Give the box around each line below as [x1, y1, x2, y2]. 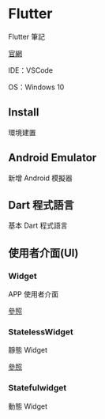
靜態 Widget [8, 345, 48, 355]
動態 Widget [8, 401, 48, 411]
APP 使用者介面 [8, 289, 59, 299]
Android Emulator [8, 151, 97, 164]
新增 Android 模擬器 [8, 173, 73, 183]
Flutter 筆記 [8, 32, 46, 41]
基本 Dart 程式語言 [8, 221, 68, 230]
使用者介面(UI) [8, 246, 79, 259]
